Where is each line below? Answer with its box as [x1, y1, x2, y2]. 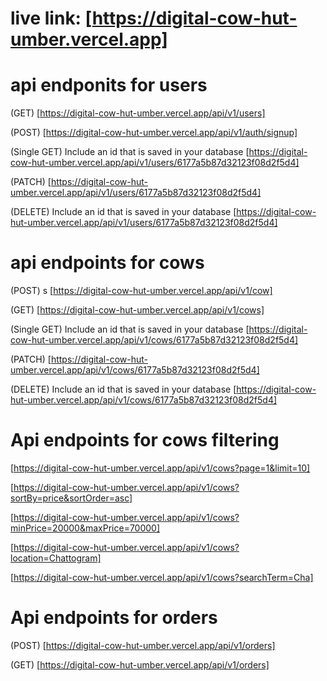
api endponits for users [10, 74, 208, 97]
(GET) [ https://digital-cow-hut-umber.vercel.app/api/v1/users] [10, 107, 266, 119]
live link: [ [10, 7, 93, 30]
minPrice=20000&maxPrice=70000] [10, 522, 161, 534]
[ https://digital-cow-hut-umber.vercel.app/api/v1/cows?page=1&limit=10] [10, 462, 311, 474]
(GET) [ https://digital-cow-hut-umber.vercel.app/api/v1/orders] [10, 658, 270, 671]
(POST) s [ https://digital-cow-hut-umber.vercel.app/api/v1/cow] [10, 285, 273, 297]
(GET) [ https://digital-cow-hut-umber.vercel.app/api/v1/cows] [10, 304, 265, 316]
